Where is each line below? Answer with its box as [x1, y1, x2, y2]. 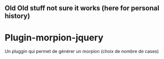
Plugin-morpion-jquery [5, 32, 104, 43]
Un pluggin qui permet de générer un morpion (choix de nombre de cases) [5, 48, 159, 54]
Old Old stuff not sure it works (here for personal [5, 4, 159, 12]
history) [5, 12, 31, 20]
